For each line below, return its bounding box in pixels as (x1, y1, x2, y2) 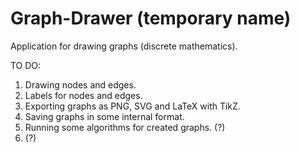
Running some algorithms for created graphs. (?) (24, 121, 226, 133)
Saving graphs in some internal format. (24, 110, 185, 122)
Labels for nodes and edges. (24, 89, 143, 101)
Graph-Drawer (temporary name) (10, 7, 292, 30)
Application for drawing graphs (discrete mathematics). (10, 40, 238, 52)
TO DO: (10, 59, 42, 71)
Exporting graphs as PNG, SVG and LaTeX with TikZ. (24, 100, 241, 112)
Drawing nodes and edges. (24, 78, 137, 91)
